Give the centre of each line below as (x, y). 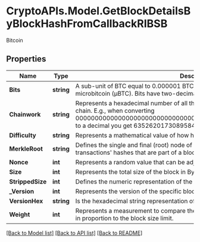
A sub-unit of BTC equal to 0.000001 (128, 86)
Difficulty (23, 135)
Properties (26, 59)
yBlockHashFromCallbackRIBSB (87, 24)
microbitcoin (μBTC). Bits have (118, 93)
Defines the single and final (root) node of (134, 145)
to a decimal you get (104, 125)
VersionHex (26, 201)
